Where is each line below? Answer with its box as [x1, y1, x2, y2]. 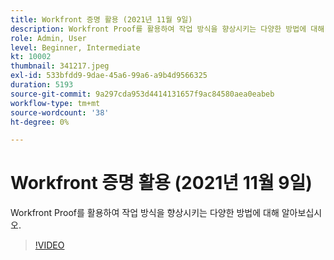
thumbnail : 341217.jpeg [10, 61, 110, 71]
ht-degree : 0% [10, 117, 70, 127]
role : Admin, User [10, 33, 87, 43]
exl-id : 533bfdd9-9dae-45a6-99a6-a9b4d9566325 [10, 71, 208, 81]
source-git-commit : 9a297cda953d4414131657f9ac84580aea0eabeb [10, 89, 275, 99]
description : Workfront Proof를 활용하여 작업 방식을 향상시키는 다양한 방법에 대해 [10, 24, 325, 34]
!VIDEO [34, 239, 65, 251]
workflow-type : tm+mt [10, 98, 101, 108]
